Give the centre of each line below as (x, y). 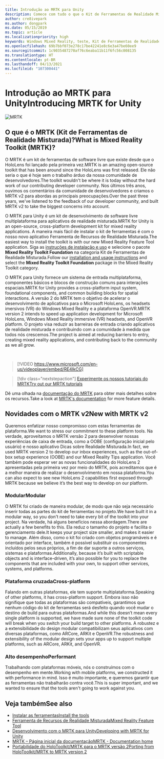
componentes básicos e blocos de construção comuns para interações (77, 283)
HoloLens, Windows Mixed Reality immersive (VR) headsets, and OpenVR (79, 319)
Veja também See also (39, 703)
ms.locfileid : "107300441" (32, 69)
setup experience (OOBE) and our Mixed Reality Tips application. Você (85, 457)
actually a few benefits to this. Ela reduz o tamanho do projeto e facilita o (78, 527)
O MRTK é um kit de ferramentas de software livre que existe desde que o (80, 159)
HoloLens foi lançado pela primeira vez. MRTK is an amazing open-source (79, 165)
